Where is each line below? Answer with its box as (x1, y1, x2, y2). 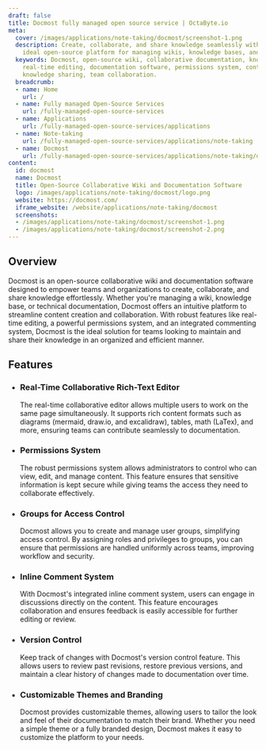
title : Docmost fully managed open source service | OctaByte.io (8, 19, 228, 27)
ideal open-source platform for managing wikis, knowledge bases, (22, 48, 246, 56)
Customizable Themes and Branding (19, 689, 164, 700)
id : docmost (15, 167, 55, 175)
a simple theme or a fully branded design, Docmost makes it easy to (19, 724, 242, 733)
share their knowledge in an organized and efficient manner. (8, 335, 204, 344)
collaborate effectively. (19, 488, 95, 498)
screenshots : (15, 211, 59, 219)
